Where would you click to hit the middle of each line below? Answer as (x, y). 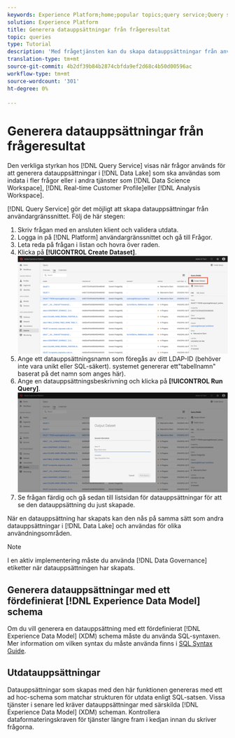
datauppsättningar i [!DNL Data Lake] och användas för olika (94, 526)
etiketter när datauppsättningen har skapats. (71, 568)
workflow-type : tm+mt (39, 73)
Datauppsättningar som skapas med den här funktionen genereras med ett (115, 690)
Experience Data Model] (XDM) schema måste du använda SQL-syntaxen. (114, 636)
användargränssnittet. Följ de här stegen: (66, 216)
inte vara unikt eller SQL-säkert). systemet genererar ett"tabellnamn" (116, 367)
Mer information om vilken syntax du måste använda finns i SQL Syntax (110, 643)
